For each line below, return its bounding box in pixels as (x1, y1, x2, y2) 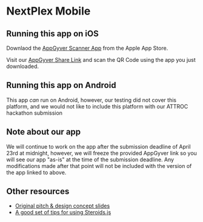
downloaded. (6, 62, 39, 70)
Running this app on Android (6, 80, 116, 90)
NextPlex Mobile (6, 4, 91, 18)
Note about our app (6, 127, 81, 137)
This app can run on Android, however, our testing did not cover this (6, 96, 177, 104)
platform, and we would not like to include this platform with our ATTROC (6, 103, 188, 110)
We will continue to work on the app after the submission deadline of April (6, 143, 191, 150)
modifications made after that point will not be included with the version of (6, 162, 192, 169)
